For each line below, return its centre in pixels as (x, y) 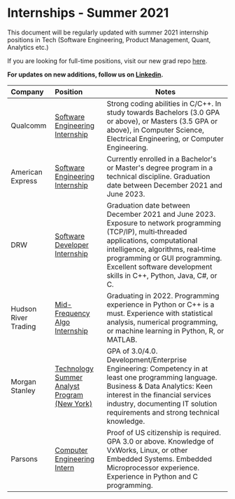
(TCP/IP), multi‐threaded (147, 232)
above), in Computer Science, (156, 130)
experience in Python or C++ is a (161, 305)
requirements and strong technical (163, 412)
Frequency (72, 313)
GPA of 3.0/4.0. (132, 351)
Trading (23, 326)
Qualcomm (29, 126)
